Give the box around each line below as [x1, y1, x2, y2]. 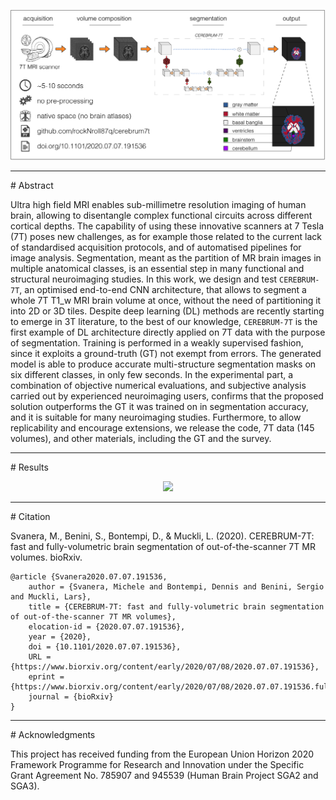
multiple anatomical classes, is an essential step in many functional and [10, 262, 305, 274]
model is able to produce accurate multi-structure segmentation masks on [10, 358, 317, 370]
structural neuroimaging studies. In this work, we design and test [10, 273, 278, 285]
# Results [10, 461, 49, 473]
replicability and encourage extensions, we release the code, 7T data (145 [10, 421, 315, 434]
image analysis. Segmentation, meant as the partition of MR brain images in [10, 251, 322, 264]
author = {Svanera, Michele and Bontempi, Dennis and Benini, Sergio [28, 581, 325, 592]
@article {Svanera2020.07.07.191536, [10, 571, 168, 582]
